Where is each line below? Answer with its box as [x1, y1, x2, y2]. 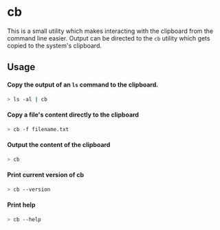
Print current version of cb [7, 171, 85, 179]
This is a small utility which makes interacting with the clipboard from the [7, 27, 214, 35]
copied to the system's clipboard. [7, 41, 102, 49]
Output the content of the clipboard [7, 141, 111, 149]
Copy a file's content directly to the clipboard [7, 111, 140, 119]
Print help [7, 200, 36, 209]
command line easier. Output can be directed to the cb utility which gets [7, 34, 210, 42]
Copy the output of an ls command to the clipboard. [7, 80, 159, 89]
